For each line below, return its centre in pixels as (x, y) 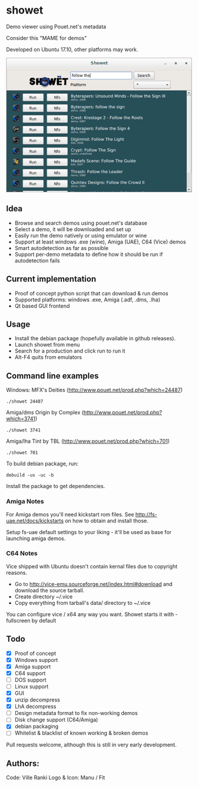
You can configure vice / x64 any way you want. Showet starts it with (90, 614)
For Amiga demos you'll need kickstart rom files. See (70, 514)
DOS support (30, 680)
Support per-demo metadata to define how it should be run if (89, 254)
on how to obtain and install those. (106, 521)
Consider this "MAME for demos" (47, 38)
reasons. (17, 572)
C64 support (30, 673)
